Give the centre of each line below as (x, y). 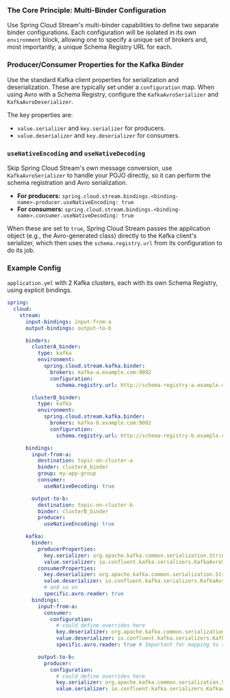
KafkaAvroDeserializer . (40, 101)
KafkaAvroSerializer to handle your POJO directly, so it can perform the (109, 175)
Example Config (34, 268)
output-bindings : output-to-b (68, 328)
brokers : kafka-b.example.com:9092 (101, 423)
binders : (38, 340)
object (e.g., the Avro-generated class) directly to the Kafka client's (102, 236)
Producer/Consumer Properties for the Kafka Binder (95, 65)
